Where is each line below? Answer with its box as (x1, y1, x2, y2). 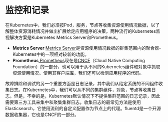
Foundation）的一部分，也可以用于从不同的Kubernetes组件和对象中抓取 (12, 63, 160, 70)
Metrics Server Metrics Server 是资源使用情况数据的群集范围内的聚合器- (12, 45, 161, 51)
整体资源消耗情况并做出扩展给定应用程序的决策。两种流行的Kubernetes (9, 28, 156, 34)
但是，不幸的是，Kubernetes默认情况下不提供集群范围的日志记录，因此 (13, 93, 160, 99)
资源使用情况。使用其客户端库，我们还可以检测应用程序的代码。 (12, 70, 144, 76)
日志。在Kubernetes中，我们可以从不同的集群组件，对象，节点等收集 (9, 87, 151, 93)
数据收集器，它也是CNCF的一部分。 (5, 112, 79, 118)
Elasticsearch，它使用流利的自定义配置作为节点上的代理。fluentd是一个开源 (5, 105, 161, 111)
